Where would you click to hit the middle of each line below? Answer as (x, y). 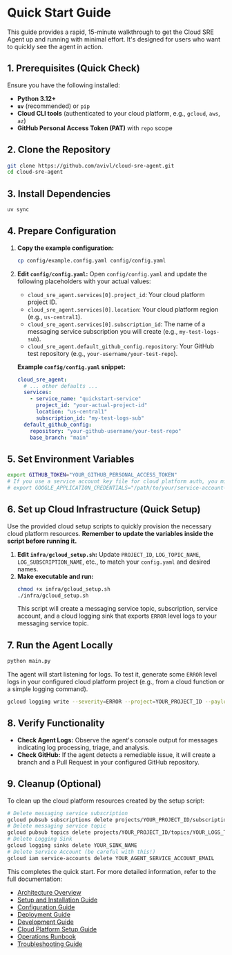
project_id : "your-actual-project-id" (91, 405)
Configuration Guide (46, 907)
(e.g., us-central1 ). (55, 316)
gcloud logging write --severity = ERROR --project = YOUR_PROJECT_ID (105, 702)
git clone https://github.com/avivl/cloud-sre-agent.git (91, 166)
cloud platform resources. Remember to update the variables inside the (110, 533)
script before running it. (42, 541)
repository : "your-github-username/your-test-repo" (106, 431)
